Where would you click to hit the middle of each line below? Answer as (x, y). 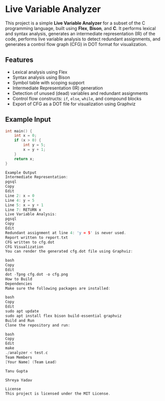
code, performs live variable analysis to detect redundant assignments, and (83, 39)
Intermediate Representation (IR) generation (58, 88)
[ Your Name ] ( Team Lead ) (31, 362)
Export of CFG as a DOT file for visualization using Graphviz (74, 104)
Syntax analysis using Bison (41, 77)
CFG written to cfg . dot (30, 242)
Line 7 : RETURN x (23, 210)
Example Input (28, 120)
